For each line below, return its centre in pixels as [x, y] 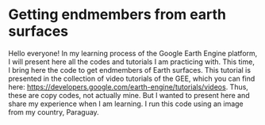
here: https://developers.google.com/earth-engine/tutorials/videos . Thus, [128, 87]
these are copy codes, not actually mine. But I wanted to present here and [129, 95]
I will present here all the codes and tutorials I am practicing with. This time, [132, 62]
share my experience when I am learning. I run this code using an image [126, 104]
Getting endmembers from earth [117, 15]
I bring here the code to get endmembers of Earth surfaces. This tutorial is [130, 70]
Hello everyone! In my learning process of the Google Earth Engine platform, [133, 53]
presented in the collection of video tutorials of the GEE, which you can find [132, 78]
